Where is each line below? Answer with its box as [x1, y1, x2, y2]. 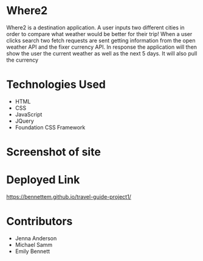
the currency [6, 56, 38, 63]
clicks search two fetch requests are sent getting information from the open [6, 37, 196, 44]
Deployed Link [6, 173, 80, 187]
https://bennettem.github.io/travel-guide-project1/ [6, 193, 132, 200]
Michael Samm [15, 241, 53, 248]
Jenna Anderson [15, 234, 57, 241]
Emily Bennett [15, 248, 50, 255]
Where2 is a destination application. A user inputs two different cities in [6, 24, 185, 31]
